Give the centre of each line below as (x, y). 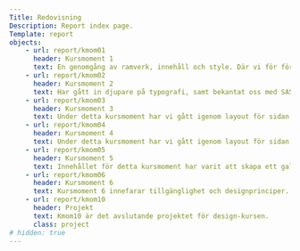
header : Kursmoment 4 (73, 134)
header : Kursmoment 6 (73, 183)
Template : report (42, 34)
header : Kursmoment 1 (73, 59)
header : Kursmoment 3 (73, 109)
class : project (61, 224)
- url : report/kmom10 (65, 200)
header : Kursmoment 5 (73, 158)
